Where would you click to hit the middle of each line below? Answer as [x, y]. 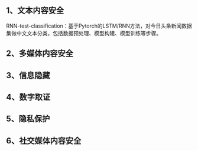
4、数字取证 [28, 97]
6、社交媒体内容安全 [44, 141]
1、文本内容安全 [35, 11]
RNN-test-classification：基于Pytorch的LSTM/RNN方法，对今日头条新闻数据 [99, 26]
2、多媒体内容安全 [40, 54]
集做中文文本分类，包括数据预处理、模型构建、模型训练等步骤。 [84, 33]
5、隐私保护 [28, 119]
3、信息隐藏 [28, 75]
